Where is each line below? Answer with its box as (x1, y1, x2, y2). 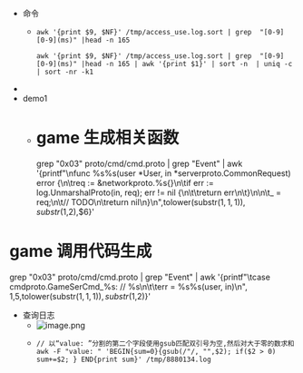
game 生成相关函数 (35, 128, 180, 148)
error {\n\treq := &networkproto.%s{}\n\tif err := (35, 177, 215, 188)
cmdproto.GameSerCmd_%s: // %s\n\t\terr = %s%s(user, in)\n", (9, 280, 248, 292)
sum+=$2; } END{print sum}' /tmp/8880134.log (35, 355, 211, 364)
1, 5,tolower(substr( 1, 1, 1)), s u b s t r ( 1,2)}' (9, 290, 151, 301)
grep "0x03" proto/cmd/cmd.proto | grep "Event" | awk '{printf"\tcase (9, 271, 270, 282)
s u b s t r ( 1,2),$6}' (35, 206, 95, 217)
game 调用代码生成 (9, 241, 152, 261)
